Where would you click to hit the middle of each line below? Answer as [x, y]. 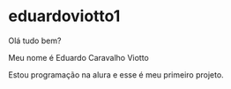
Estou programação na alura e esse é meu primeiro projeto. [116, 74]
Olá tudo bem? [35, 41]
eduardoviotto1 [64, 16]
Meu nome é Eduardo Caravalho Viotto [78, 57]
